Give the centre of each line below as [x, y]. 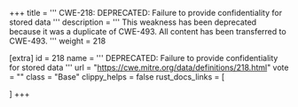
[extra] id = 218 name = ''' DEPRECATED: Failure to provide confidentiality [144, 58]
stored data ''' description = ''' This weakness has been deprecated [133, 22]
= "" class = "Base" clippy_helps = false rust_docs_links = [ [117, 77]
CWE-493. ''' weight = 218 [58, 41]
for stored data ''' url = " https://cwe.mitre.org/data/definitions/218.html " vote [149, 67]
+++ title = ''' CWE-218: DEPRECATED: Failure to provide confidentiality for [145, 13]
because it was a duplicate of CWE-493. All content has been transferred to [148, 31]
